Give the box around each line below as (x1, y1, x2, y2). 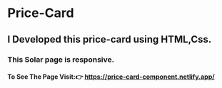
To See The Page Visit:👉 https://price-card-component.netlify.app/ (7, 72, 216, 81)
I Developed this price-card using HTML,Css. (7, 33, 212, 45)
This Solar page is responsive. (7, 55, 115, 65)
